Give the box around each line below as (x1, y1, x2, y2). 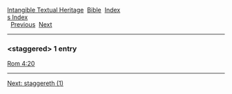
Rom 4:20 (7, 60, 35, 68)
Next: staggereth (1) (7, 79, 64, 88)
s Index (7, 13, 28, 21)
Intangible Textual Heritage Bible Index (7, 6, 121, 14)
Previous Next (10, 21, 52, 28)
